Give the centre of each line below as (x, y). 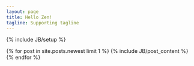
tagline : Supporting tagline (43, 23)
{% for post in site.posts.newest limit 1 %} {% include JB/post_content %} (97, 51)
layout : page (23, 12)
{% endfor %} (23, 58)
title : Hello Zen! (29, 17)
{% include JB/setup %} (36, 40)
